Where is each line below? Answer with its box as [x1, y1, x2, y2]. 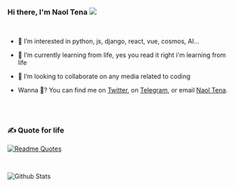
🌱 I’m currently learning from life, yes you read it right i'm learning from [17, 50, 226, 60]
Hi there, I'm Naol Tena [7, 7, 88, 17]
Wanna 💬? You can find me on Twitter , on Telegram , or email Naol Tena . [17, 86, 228, 95]
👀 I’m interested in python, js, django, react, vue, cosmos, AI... [17, 37, 199, 46]
